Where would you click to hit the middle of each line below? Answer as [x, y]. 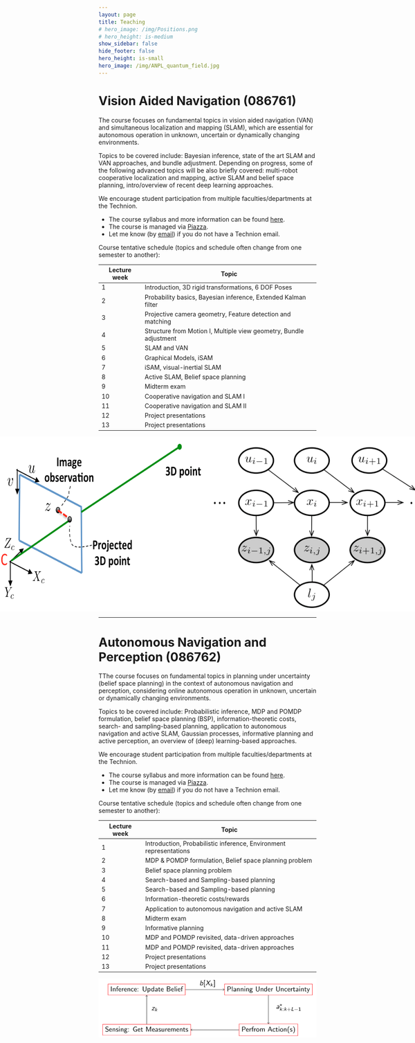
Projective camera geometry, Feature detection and [218, 314]
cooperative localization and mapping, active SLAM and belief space [196, 177]
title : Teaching [122, 22]
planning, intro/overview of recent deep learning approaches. [186, 185]
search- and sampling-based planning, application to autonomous [193, 726]
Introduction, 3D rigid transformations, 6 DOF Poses [218, 287]
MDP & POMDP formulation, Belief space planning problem [229, 861]
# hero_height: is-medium [136, 37]
